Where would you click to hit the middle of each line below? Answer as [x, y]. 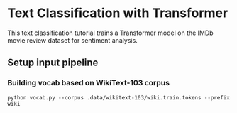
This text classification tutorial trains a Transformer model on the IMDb [111, 33]
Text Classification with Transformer [118, 13]
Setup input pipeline [53, 63]
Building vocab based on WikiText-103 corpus [89, 83]
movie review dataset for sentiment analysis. [73, 40]
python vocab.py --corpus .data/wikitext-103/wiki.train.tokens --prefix [119, 97]
